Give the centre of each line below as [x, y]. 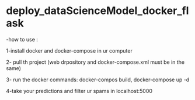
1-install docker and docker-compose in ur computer [69, 50]
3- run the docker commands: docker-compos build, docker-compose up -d [98, 80]
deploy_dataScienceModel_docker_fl [97, 11]
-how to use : [22, 39]
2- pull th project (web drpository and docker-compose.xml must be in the [95, 62]
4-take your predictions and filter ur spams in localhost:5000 [79, 91]
